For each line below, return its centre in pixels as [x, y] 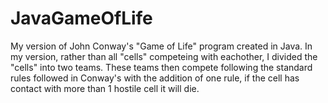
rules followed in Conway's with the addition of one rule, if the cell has [155, 78]
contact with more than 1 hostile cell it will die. [105, 88]
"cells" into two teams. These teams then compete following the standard [161, 67]
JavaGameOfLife [81, 18]
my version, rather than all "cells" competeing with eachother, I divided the [164, 56]
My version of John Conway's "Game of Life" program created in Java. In [161, 46]
